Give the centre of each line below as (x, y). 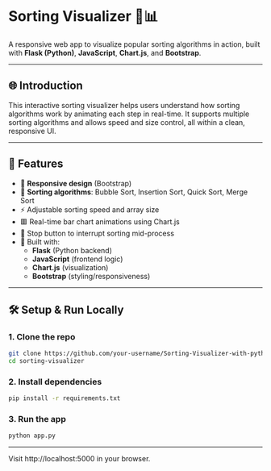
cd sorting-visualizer (46, 361)
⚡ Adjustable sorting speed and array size (90, 209)
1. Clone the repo (42, 336)
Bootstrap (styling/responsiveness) (91, 276)
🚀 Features (36, 164)
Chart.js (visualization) (70, 267)
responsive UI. (32, 131)
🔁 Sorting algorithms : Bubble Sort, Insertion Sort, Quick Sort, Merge (134, 192)
